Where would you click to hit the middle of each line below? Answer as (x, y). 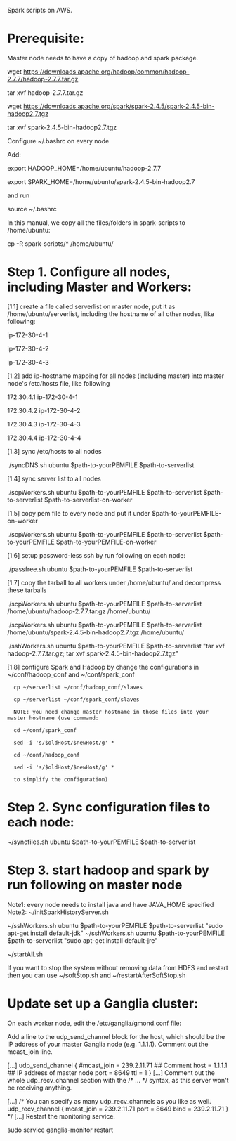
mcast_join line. (30, 1051)
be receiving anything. (40, 1088)
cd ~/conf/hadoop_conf (47, 755)
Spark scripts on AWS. (40, 10)
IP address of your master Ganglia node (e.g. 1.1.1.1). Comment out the (108, 1044)
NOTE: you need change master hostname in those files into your (111, 712)
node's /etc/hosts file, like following (59, 383)
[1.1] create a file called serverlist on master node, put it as (91, 306)
